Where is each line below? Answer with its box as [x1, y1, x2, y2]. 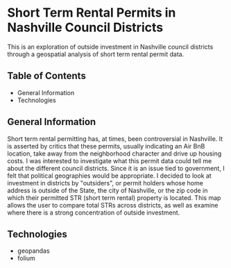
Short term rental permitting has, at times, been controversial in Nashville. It [7, 134, 223, 143]
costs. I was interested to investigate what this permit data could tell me [7, 156, 212, 165]
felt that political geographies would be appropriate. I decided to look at [7, 171, 212, 180]
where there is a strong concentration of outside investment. [7, 208, 180, 217]
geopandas [17, 246, 50, 255]
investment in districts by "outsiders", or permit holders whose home [7, 178, 203, 187]
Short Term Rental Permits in [7, 5, 176, 21]
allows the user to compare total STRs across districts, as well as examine [7, 201, 219, 209]
